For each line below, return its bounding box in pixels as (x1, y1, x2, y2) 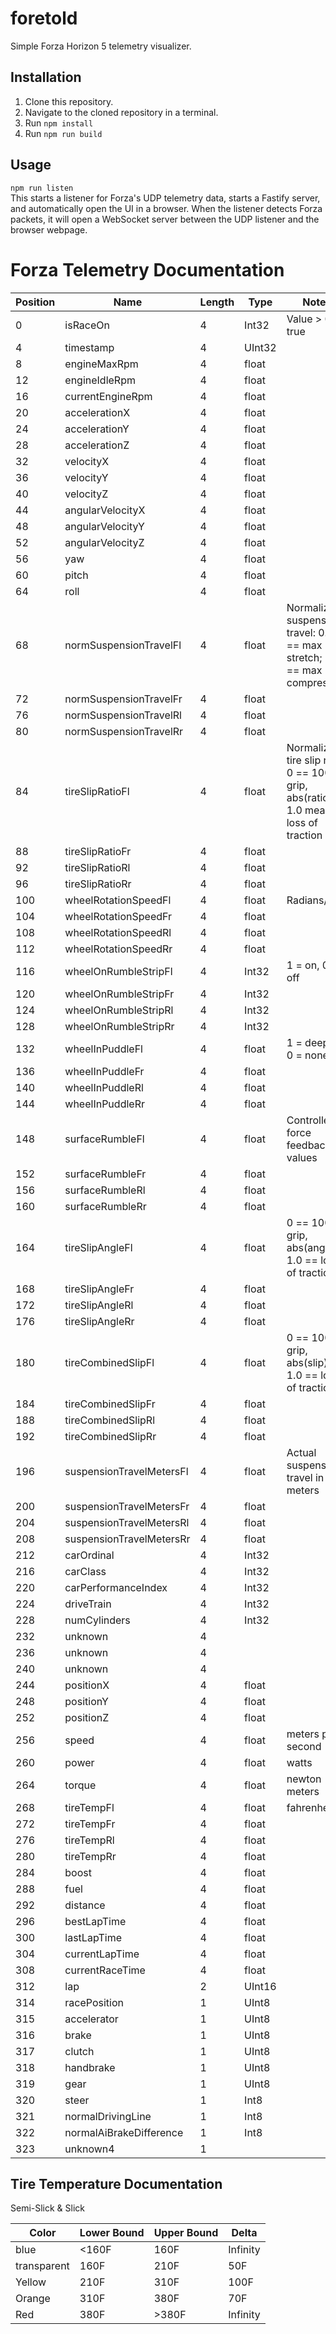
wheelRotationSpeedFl (64, 893, 172, 907)
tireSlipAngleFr (64, 1282, 135, 1296)
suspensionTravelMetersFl (64, 1464, 189, 1478)
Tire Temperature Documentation (10, 2175, 223, 2192)
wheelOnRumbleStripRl (64, 1003, 174, 1017)
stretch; (286, 650, 323, 664)
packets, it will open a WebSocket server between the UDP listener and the (10, 213, 320, 225)
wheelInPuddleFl (64, 1042, 143, 1056)
